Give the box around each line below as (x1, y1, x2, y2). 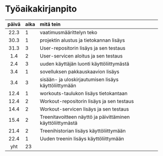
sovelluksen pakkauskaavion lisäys (39, 68, 120, 75)
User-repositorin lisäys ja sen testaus (39, 44, 126, 51)
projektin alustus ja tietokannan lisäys (39, 37, 125, 43)
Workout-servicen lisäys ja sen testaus (39, 105, 130, 112)
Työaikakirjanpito (5, 3, 77, 14)
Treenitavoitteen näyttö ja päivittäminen (39, 113, 130, 120)
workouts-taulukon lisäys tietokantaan (39, 90, 128, 97)
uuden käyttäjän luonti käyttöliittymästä (39, 60, 130, 67)
